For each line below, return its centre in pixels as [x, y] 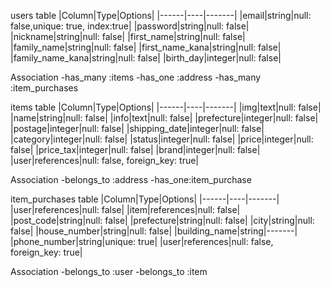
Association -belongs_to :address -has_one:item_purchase [131, 179]
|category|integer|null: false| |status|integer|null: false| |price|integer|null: [162, 139]
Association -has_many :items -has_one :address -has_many [136, 77]
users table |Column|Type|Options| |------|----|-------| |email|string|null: [161, 15]
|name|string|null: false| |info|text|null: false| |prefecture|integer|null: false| [164, 118]
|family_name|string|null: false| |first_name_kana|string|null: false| [146, 47]
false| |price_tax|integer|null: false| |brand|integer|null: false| [135, 149]
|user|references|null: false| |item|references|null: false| [125, 209]
